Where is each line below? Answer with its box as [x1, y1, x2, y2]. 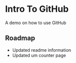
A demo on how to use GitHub [5, 20, 67, 26]
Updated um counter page [12, 52, 66, 58]
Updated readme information [12, 47, 72, 53]
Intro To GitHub [5, 3, 69, 15]
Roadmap [5, 34, 36, 42]
